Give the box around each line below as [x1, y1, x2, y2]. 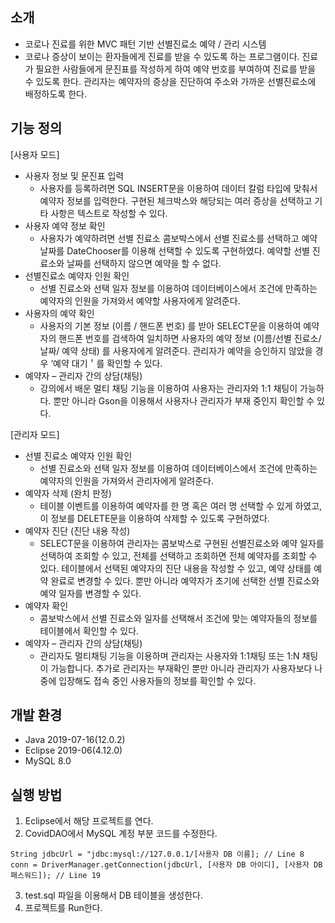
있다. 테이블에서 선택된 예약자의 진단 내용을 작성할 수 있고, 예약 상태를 [39, 562, 312, 574]
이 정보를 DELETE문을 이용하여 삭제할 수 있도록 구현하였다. [39, 512, 270, 524]
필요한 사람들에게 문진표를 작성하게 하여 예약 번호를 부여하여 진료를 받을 [35, 63, 317, 75]
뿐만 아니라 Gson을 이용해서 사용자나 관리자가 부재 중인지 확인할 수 [53, 394, 315, 407]
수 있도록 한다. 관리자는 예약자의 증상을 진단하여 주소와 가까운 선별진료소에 [24, 75, 317, 87]
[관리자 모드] [10, 428, 60, 440]
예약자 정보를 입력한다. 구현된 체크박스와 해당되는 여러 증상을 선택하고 [39, 194, 313, 207]
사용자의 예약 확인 [24, 307, 95, 319]
